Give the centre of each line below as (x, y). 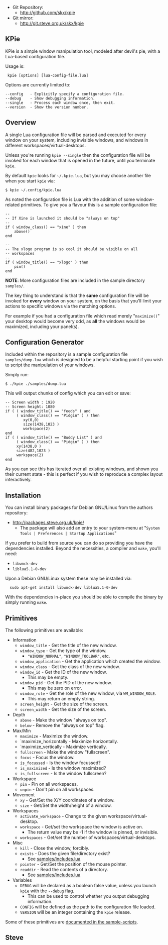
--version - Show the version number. (47, 107)
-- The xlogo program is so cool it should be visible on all (71, 249)
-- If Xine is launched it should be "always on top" (63, 218)
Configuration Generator (45, 342)
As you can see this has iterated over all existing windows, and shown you (82, 469)
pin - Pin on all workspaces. (49, 784)
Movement (24, 795)
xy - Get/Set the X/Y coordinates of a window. (67, 800)
